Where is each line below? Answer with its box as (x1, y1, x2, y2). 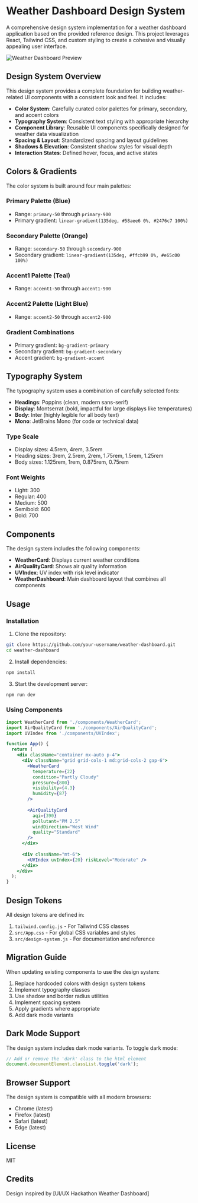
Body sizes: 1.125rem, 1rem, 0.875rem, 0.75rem (14, 458, 129, 466)
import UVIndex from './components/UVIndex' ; (6, 730, 120, 736)
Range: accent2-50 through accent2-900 (14, 313, 111, 320)
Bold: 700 (14, 512, 38, 519)
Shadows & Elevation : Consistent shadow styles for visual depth (14, 143, 173, 150)
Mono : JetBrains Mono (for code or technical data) (14, 417, 139, 425)
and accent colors (14, 111, 59, 118)
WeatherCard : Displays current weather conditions (14, 556, 140, 563)
